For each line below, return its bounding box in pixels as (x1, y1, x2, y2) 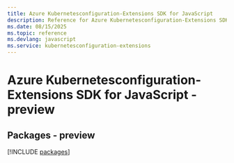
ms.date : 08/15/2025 (7, 23, 68, 30)
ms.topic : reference (7, 29, 68, 37)
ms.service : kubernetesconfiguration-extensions (7, 42, 151, 49)
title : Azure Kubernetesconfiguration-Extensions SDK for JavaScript (7, 10, 214, 17)
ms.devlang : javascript (7, 36, 77, 43)
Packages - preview (7, 129, 95, 141)
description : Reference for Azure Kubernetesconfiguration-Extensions (7, 17, 217, 24)
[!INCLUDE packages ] (7, 148, 70, 156)
